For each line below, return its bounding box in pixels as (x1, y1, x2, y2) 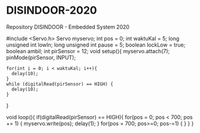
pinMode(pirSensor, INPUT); (6, 54, 76, 61)
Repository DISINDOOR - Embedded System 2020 (6, 23, 130, 30)
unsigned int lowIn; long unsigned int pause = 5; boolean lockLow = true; (6, 41, 186, 48)
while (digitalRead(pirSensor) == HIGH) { (6, 81, 113, 87)
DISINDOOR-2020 (6, 4, 97, 17)
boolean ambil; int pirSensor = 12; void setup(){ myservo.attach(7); (6, 47, 170, 54)
